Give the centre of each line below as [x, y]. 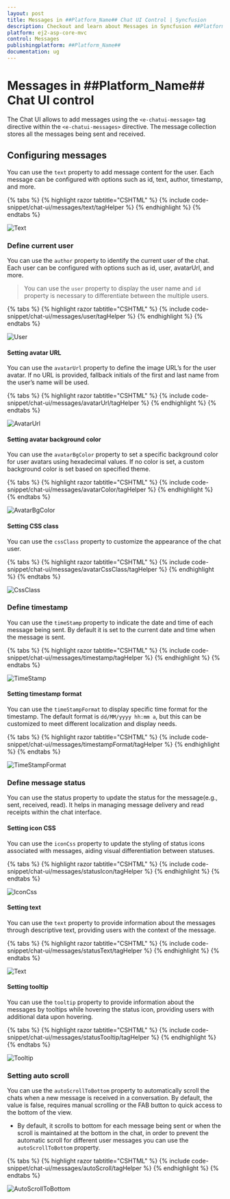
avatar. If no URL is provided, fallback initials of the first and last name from [113, 375]
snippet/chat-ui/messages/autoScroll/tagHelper [75, 1168]
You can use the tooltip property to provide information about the [101, 1002]
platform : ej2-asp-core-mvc [47, 33]
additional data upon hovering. [50, 1016]
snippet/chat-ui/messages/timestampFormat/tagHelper [85, 745]
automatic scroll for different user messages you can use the [103, 1141]
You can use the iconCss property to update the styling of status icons [106, 843]
